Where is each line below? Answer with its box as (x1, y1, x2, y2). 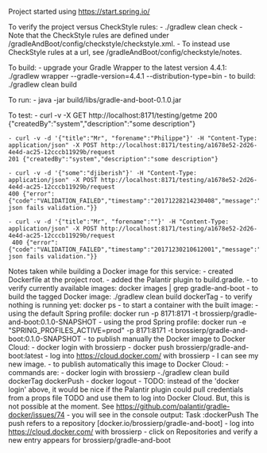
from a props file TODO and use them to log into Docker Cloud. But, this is (8, 393, 250, 402)
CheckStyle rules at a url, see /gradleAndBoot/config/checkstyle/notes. (8, 48, 242, 56)
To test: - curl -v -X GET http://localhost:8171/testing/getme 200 (8, 110, 218, 120)
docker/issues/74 (8, 410, 65, 420)
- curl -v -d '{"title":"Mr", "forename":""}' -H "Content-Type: (8, 218, 229, 226)
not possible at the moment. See (8, 401, 114, 411)
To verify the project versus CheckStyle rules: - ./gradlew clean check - (8, 22, 243, 31)
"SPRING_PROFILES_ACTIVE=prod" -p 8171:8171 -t (8, 326, 173, 335)
